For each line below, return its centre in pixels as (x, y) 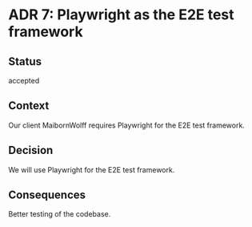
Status (25, 61)
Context (29, 106)
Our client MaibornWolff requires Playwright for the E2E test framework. (127, 125)
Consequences (47, 195)
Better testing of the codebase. (60, 214)
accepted (24, 81)
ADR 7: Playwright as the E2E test (121, 15)
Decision (31, 150)
